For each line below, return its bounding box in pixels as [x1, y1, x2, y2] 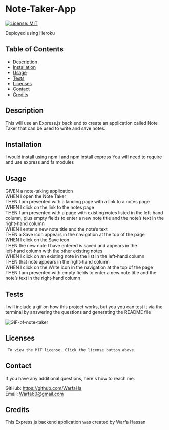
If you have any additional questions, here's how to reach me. [5, 375, 135, 381]
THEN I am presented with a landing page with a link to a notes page [5, 199, 150, 205]
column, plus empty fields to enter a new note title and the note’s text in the [5, 215, 164, 221]
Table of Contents [5, 45, 64, 54]
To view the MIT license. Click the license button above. [7, 347, 137, 352]
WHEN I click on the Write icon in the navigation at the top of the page [5, 264, 153, 270]
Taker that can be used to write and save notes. [5, 125, 106, 132]
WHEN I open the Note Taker [5, 193, 67, 199]
